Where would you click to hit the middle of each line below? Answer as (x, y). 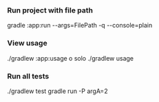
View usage (27, 43)
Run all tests (28, 76)
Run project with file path (50, 10)
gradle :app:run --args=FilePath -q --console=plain (80, 25)
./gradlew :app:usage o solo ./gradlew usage (71, 58)
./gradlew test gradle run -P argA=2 (57, 91)
